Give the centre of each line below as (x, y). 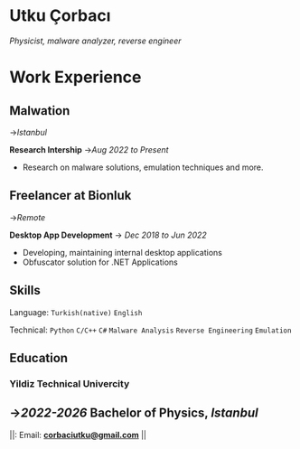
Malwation (40, 111)
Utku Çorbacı (60, 16)
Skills (25, 290)
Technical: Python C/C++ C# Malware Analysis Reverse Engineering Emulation (150, 330)
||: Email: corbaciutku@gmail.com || (78, 435)
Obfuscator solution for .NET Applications (100, 262)
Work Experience (75, 77)
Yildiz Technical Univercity (70, 383)
